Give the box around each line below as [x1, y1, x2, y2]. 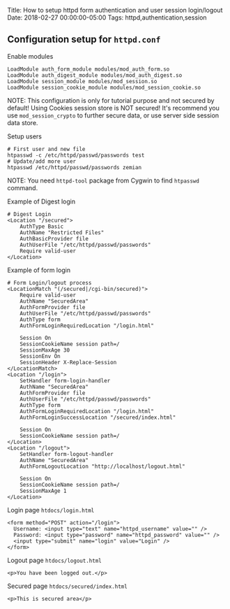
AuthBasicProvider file [20, 235, 89, 242]
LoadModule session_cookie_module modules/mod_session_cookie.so [7, 84, 201, 91]
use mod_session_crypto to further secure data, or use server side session [7, 111, 220, 120]
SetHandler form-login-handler [20, 377, 111, 384]
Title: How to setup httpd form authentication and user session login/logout [7, 6, 223, 14]
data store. [7, 118, 38, 127]
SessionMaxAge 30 [20, 346, 70, 354]
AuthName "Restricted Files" [20, 229, 105, 236]
